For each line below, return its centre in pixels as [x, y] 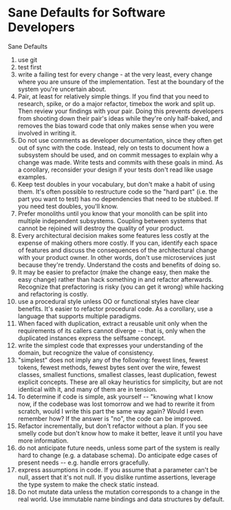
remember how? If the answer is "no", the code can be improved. [110, 418]
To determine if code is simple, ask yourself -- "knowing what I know [115, 396]
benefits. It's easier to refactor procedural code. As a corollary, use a [115, 309]
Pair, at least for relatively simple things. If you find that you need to [113, 96]
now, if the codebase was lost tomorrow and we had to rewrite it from [116, 404]
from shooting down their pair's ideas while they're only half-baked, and [120, 118]
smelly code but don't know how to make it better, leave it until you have [120, 433]
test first [30, 67]
